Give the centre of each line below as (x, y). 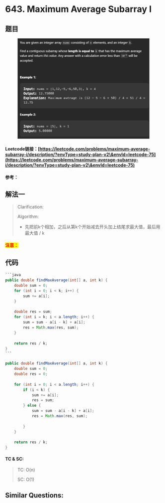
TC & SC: (14, 459)
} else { (32, 406)
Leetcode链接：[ (22, 149)
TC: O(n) (26, 470)
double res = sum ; (33, 312)
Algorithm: (28, 216)
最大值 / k (35, 233)
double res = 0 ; (31, 374)
